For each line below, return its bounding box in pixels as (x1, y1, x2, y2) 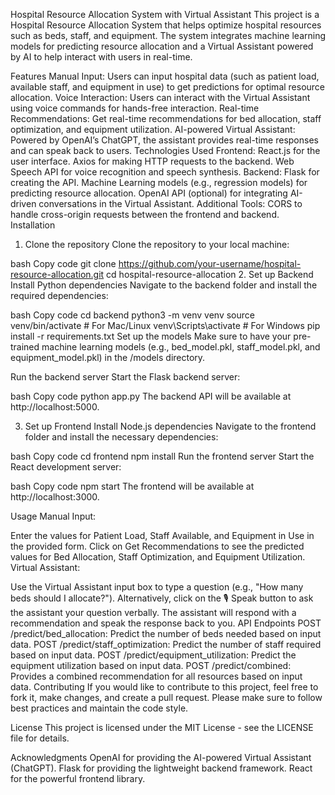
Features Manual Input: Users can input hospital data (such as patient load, (10, 70, 320, 82)
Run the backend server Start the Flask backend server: (10, 371, 241, 383)
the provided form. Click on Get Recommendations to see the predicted (10, 540, 305, 552)
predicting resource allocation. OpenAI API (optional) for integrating (10, 187, 288, 199)
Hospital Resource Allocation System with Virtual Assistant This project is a (10, 9, 320, 20)
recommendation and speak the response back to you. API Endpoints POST (10, 617, 322, 629)
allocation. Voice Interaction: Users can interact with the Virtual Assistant (10, 92, 311, 103)
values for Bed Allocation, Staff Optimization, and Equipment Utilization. (10, 551, 306, 563)
